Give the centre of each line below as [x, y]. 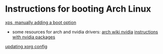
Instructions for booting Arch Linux [78, 9]
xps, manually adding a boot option [41, 22]
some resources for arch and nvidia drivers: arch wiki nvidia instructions [85, 32]
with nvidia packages [34, 37]
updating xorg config [26, 46]
